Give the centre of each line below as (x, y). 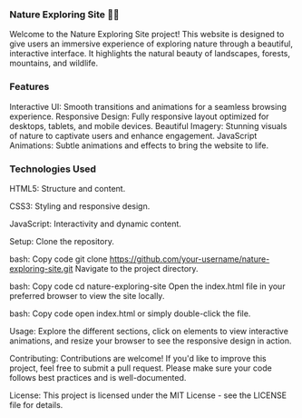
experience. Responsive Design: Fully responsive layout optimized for (139, 116)
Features (29, 87)
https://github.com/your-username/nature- (190, 259)
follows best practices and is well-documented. (98, 377)
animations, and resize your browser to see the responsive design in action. (151, 341)
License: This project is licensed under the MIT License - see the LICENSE (148, 395)
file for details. (36, 404)
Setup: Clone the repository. (62, 241)
